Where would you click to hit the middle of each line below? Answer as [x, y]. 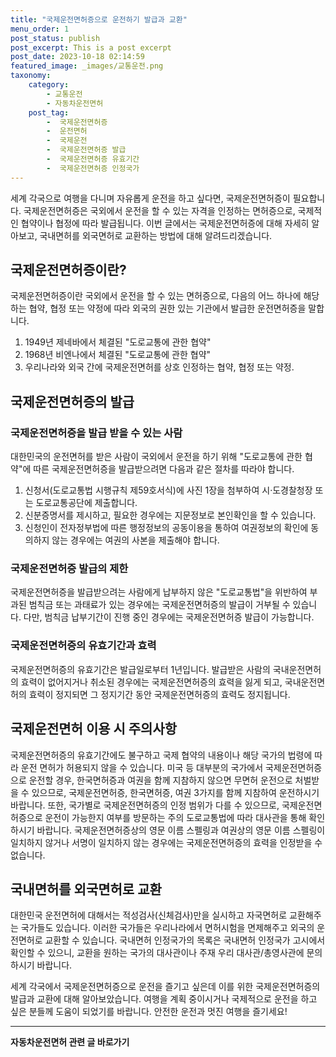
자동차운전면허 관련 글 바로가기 [70, 1042]
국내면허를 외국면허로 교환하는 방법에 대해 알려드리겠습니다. [156, 235]
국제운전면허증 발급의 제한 [69, 569]
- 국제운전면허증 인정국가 [93, 168]
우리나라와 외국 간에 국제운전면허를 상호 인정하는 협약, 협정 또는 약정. [159, 367]
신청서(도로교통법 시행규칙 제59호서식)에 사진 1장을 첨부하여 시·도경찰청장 [168, 490]
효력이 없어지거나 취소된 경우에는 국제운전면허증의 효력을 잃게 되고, [151, 682]
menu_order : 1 [40, 29]
